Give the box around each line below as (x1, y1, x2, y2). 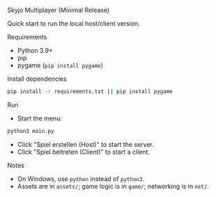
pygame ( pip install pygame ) (17, 61, 103, 69)
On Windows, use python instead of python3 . (17, 174, 145, 183)
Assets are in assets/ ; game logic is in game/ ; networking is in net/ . (17, 182, 210, 190)
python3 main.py (7, 127, 54, 134)
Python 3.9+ (17, 47, 54, 54)
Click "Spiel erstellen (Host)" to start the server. (17, 140, 155, 148)
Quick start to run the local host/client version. (7, 19, 141, 27)
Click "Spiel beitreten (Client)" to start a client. (17, 148, 151, 156)
